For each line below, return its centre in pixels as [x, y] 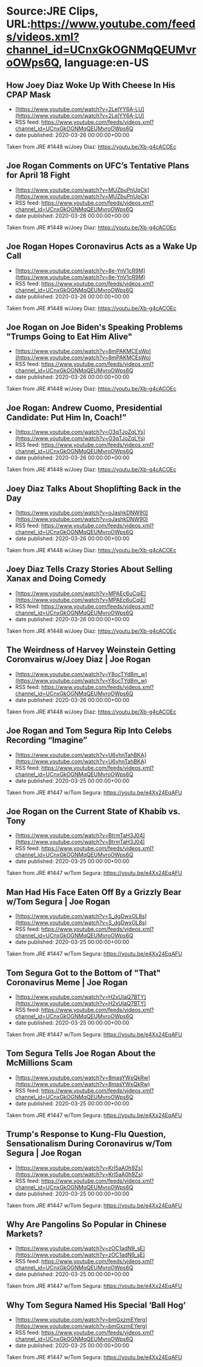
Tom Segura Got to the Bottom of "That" [84, 973]
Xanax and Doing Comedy [56, 579]
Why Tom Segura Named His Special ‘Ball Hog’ [96, 1305]
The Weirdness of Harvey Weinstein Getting [91, 650]
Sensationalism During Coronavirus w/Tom [89, 1144]
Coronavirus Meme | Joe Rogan [67, 982]
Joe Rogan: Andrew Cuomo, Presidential [84, 408]
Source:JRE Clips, [52, 11]
